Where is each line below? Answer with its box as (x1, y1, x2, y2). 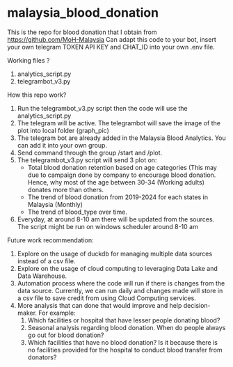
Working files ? (7, 56, 50, 64)
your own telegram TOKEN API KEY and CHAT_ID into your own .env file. (7, 42, 216, 51)
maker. (17, 309, 37, 317)
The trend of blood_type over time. (27, 208, 127, 216)
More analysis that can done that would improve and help (17, 301, 182, 309)
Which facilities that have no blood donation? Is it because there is (27, 338, 218, 346)
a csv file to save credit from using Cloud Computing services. (17, 294, 196, 302)
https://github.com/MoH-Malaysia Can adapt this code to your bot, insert (7, 35, 217, 43)
